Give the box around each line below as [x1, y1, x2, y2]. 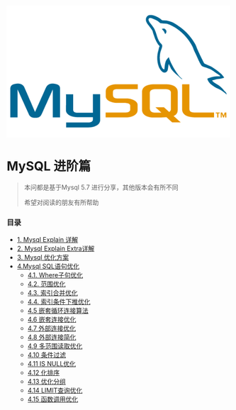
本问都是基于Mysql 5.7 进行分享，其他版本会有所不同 [23, 183, 179, 192]
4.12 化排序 [27, 368, 60, 377]
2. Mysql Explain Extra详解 [16, 244, 95, 253]
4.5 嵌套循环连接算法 [27, 306, 89, 314]
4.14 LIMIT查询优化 [27, 386, 83, 394]
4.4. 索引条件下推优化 [27, 297, 91, 306]
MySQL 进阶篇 [6, 158, 91, 174]
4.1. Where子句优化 [27, 270, 84, 279]
